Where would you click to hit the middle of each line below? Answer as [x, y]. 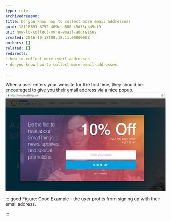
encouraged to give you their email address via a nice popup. [69, 90]
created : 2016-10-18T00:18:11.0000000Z [48, 38]
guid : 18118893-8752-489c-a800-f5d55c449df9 [53, 27]
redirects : [17, 53]
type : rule [17, 11]
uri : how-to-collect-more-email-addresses [51, 32]
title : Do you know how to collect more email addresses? [68, 21]
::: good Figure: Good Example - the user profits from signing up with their [83, 199]
